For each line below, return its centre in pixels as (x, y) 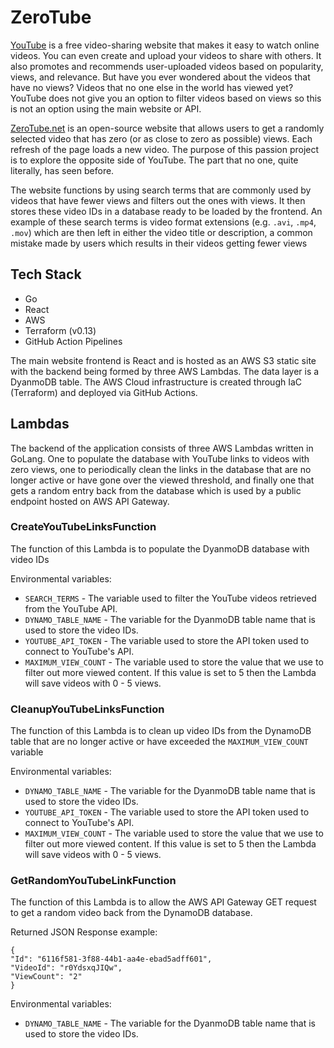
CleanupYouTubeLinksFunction (87, 709)
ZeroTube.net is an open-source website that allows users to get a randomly (167, 128)
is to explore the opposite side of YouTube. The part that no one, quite (154, 160)
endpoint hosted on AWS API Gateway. (90, 501)
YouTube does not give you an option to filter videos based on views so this (166, 98)
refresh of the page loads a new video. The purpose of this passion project (165, 149)
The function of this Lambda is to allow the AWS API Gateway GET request (163, 902)
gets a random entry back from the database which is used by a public (156, 490)
